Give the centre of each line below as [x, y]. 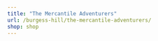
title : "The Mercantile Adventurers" [62, 14]
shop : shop [23, 26]
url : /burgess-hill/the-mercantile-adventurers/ [79, 20]
